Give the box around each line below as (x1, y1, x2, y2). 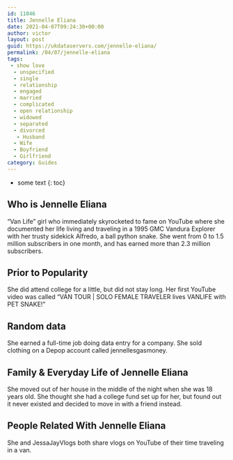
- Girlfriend (13, 153, 51, 160)
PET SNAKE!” (7, 300, 46, 309)
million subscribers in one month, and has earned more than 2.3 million (7, 239, 211, 247)
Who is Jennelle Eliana (7, 199, 108, 210)
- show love (10, 62, 45, 69)
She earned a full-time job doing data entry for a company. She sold (7, 339, 202, 347)
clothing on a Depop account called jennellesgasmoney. (7, 346, 168, 355)
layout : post (7, 36, 45, 43)
